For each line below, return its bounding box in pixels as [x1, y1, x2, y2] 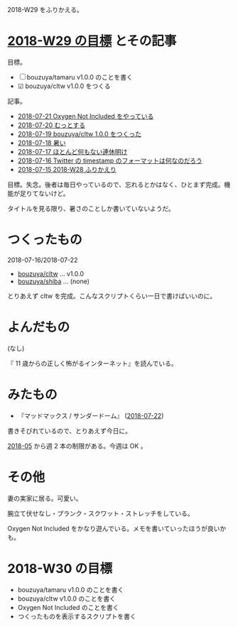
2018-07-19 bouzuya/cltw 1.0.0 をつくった [17, 129, 142, 138]
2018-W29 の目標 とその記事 [7, 33, 177, 49]
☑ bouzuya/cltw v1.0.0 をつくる [17, 82, 111, 90]
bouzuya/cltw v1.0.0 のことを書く [17, 594, 116, 603]
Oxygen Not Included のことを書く [17, 603, 119, 611]
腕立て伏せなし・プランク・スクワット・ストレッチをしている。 [7, 509, 194, 518]
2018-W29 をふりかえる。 [7, 6, 83, 13]
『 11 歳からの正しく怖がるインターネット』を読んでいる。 [7, 359, 178, 367]
